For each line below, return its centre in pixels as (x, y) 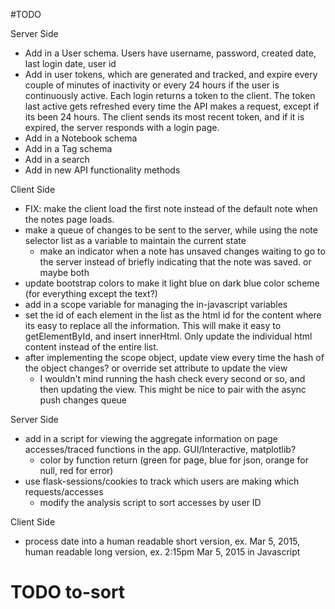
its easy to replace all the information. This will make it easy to (153, 325)
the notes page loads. (69, 219)
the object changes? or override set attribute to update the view (156, 368)
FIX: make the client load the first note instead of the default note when (171, 208)
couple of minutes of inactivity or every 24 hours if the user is (152, 85)
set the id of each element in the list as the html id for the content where (173, 315)
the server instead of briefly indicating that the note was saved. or (175, 262)
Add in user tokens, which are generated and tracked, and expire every (171, 74)
